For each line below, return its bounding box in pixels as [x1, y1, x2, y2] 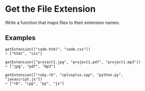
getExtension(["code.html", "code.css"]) [5, 46, 91, 52]
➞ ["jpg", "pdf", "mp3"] [5, 64, 56, 69]
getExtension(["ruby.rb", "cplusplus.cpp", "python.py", [5, 72, 124, 77]
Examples [5, 34, 36, 42]
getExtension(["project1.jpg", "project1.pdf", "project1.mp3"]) [5, 60, 141, 65]
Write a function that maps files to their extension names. [5, 20, 120, 25]
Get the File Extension [5, 3, 96, 15]
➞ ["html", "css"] [5, 51, 42, 56]
